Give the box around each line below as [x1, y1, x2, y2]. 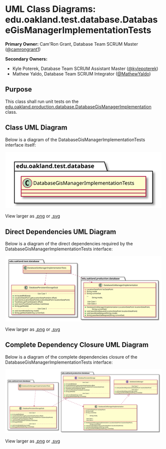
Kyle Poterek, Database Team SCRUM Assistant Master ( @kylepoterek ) [12, 66, 159, 72]
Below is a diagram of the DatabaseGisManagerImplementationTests [5, 137, 146, 143]
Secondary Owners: [5, 56, 48, 62]
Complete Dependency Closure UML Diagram [5, 341, 149, 349]
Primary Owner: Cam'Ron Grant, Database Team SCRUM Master [5, 41, 138, 47]
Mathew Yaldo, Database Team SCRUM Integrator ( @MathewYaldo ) [12, 71, 151, 76]
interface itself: [5, 142, 36, 148]
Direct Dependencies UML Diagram [5, 227, 116, 236]
